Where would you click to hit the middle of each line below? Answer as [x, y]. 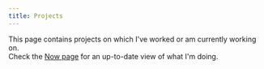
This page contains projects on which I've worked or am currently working [132, 39]
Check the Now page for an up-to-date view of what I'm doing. [113, 56]
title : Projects [36, 16]
